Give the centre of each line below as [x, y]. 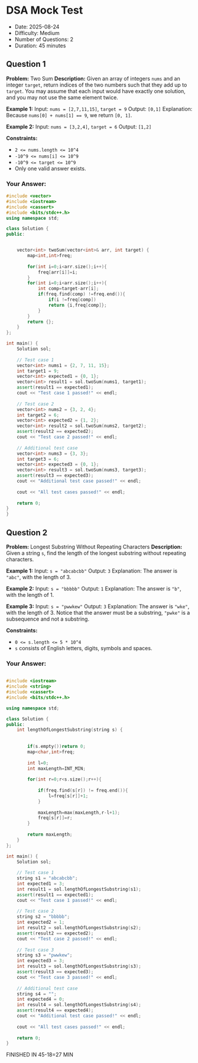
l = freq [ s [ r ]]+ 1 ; [68, 796]
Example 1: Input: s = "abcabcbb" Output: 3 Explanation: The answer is [92, 571]
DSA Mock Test [45, 10]
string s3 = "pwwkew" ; [45, 955]
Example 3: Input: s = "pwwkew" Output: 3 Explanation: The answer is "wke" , [98, 606]
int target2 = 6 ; [38, 415]
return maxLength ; [50, 835]
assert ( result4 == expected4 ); [55, 1010]
